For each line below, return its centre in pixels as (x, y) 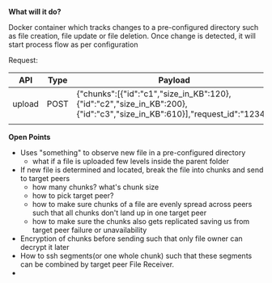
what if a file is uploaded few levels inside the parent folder (130, 161)
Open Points (30, 137)
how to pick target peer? (73, 196)
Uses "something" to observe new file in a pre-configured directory (133, 152)
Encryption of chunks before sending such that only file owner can (131, 239)
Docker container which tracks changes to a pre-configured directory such (134, 27)
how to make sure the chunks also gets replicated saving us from (141, 221)
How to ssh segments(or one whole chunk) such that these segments (136, 256)
